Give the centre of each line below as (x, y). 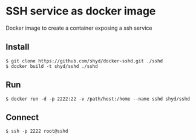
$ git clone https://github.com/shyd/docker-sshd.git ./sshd (84, 61)
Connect (22, 117)
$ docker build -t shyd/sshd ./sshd (52, 66)
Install (18, 47)
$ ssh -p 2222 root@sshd (37, 132)
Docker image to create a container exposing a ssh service (79, 28)
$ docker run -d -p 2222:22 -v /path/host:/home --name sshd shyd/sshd (98, 99)
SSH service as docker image (81, 11)
